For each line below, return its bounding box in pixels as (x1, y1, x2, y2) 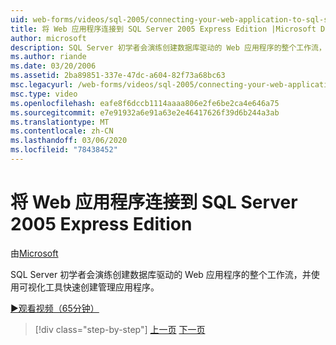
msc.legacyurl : (10, 80, 74, 90)
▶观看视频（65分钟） (10, 302, 100, 314)
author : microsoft (10, 33, 87, 43)
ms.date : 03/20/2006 (10, 61, 97, 71)
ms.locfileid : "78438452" (10, 145, 118, 155)
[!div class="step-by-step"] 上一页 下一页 (34, 323, 206, 335)
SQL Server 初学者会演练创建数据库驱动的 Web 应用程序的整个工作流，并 (10, 268, 312, 280)
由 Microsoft (10, 247, 59, 259)
